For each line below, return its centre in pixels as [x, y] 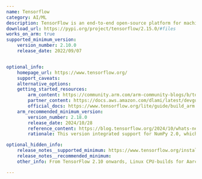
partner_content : [49, 101]
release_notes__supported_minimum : [62, 151]
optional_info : [25, 67]
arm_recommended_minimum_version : [60, 112]
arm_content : [44, 95]
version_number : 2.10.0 [47, 46]
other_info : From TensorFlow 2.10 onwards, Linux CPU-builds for [101, 162]
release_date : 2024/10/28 [60, 123]
